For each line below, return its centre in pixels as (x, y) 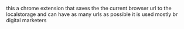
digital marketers (26, 20)
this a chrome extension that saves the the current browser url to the (89, 8)
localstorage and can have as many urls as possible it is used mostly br (92, 14)
